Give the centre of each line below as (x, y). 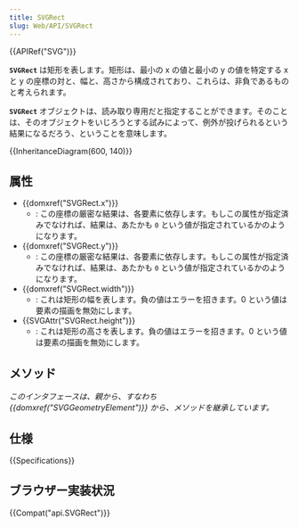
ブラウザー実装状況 (62, 491)
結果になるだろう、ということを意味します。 (90, 133)
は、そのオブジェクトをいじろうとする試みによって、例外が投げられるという (149, 122)
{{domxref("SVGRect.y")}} (70, 246)
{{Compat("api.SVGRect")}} (60, 513)
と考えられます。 (40, 92)
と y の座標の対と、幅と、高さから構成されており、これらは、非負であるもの (149, 80)
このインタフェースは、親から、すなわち (83, 397)
